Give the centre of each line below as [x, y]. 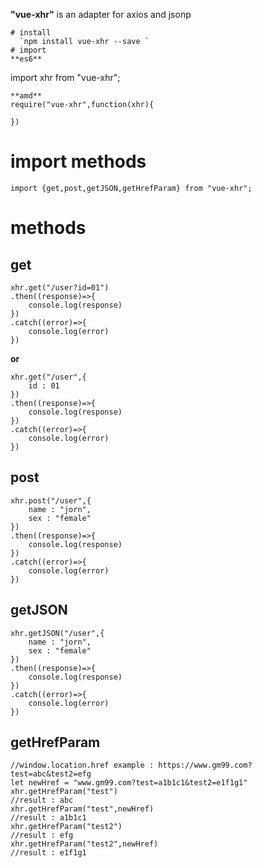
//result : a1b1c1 [48, 818]
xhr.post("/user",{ [51, 500]
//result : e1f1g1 [48, 853]
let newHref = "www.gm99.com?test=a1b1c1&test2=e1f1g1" [129, 783]
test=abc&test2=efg [51, 774]
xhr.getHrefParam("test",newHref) [82, 809]
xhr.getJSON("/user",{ [57, 633]
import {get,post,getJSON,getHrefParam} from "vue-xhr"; [131, 188]
